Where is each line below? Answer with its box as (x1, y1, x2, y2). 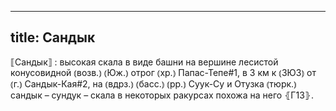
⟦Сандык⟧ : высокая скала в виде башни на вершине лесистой (10, 56, 279, 68)
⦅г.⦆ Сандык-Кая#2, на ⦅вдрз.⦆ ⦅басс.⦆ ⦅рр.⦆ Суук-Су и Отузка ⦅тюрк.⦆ (10, 77, 297, 90)
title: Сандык (10, 29, 96, 46)
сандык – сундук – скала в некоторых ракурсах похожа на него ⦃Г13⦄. (10, 89, 315, 101)
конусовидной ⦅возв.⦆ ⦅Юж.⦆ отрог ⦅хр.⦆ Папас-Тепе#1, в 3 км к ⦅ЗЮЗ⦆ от (10, 66, 317, 78)
